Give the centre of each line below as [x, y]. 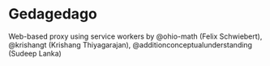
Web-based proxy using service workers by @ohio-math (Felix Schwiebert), [135, 36]
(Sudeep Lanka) [35, 53]
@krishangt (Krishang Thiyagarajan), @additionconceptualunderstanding [131, 44]
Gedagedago [53, 14]
